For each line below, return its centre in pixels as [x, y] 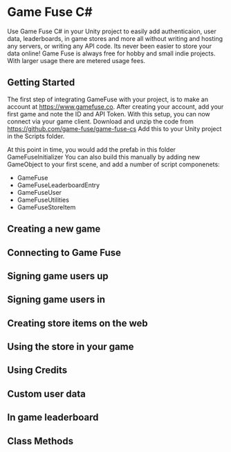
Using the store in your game [71, 347]
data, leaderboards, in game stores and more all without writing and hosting [115, 38]
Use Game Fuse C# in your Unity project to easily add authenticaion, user [112, 31]
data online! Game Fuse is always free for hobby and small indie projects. [111, 53]
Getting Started [41, 83]
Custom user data [47, 393]
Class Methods [40, 441]
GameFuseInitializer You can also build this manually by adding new [104, 157]
